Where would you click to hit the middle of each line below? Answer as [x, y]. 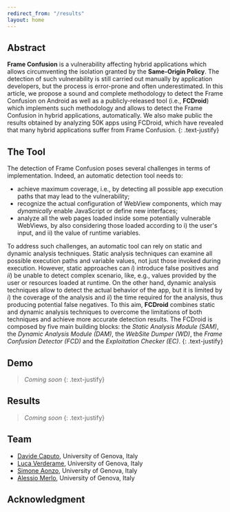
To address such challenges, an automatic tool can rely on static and [104, 246]
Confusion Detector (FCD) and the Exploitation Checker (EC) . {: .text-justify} [115, 341]
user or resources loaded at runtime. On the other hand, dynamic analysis [112, 283]
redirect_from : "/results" [46, 13]
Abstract [27, 48]
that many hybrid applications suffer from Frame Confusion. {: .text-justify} [113, 130]
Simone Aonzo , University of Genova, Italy [77, 470]
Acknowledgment [46, 499]
